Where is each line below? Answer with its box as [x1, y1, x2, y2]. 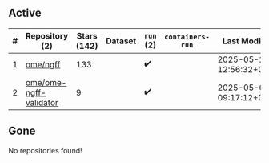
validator [25, 96, 58, 108]
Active [8, 6, 42, 20]
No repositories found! [8, 145, 82, 155]
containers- [163, 32, 210, 41]
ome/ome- [25, 76, 67, 88]
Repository [25, 30, 69, 41]
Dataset [105, 35, 137, 47]
